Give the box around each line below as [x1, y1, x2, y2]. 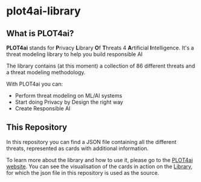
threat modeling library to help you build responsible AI [6, 51, 143, 58]
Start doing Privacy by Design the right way [14, 98, 124, 105]
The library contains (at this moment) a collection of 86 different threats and [6, 62, 195, 69]
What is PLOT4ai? [6, 28, 74, 39]
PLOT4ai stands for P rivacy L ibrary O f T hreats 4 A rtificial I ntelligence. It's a [6, 44, 194, 51]
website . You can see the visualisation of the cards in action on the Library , [6, 163, 193, 170]
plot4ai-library [6, 4, 81, 18]
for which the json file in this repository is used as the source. [6, 169, 159, 176]
